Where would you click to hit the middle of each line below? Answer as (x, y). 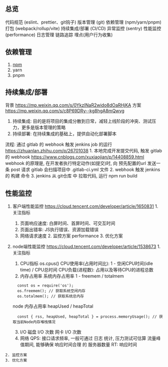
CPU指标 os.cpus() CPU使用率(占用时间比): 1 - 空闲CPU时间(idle (87, 263)
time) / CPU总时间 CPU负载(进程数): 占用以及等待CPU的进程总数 (87, 270)
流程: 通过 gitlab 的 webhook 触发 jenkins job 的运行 (59, 144)
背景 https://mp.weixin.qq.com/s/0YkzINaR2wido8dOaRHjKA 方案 (73, 105)
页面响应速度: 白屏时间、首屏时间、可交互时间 (68, 223)
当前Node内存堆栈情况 (36, 322)
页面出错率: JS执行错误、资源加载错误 (59, 230)
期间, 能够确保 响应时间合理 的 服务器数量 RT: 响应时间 (81, 345)
